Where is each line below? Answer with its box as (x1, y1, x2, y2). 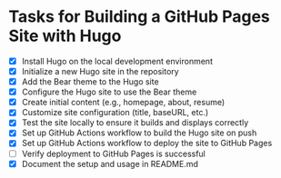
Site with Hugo (8, 25, 122, 46)
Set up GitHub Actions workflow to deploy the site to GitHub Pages (21, 138, 273, 149)
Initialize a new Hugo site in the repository (21, 66, 179, 76)
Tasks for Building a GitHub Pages (8, 6, 270, 27)
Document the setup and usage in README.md (21, 158, 199, 169)
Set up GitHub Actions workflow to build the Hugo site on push (21, 127, 257, 138)
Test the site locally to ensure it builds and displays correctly (21, 117, 249, 128)
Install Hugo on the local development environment (21, 55, 213, 66)
